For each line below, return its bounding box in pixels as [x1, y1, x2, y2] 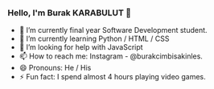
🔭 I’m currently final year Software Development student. [19, 26, 208, 35]
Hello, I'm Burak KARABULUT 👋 [7, 7, 132, 18]
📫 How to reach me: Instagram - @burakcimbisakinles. [19, 51, 203, 61]
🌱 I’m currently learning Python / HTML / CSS [19, 34, 170, 43]
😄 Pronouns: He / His [19, 63, 92, 73]
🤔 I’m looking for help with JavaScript [19, 42, 143, 52]
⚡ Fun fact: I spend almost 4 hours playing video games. [19, 72, 206, 82]
